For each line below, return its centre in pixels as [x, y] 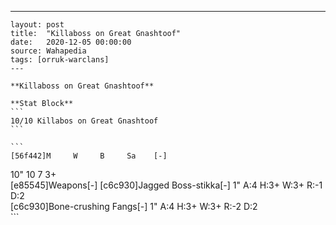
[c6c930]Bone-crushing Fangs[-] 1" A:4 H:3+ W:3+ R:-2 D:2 [134, 206]
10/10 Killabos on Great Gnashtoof [84, 121]
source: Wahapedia [48, 51]
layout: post [37, 25]
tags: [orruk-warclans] [60, 60]
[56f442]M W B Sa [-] [89, 156]
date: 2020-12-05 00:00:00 [71, 42]
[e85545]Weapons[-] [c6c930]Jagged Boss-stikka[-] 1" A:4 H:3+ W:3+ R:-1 [166, 185]
